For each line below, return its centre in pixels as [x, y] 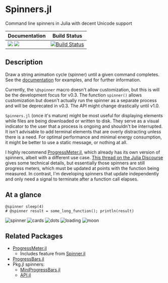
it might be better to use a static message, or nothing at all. [66, 142]
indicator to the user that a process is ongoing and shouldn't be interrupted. [84, 126]
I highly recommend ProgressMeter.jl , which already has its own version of [83, 152]
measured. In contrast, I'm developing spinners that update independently [82, 173]
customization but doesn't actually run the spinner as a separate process [81, 100]
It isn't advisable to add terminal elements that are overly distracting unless [83, 131]
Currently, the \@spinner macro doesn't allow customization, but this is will [82, 89]
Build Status [67, 35]
